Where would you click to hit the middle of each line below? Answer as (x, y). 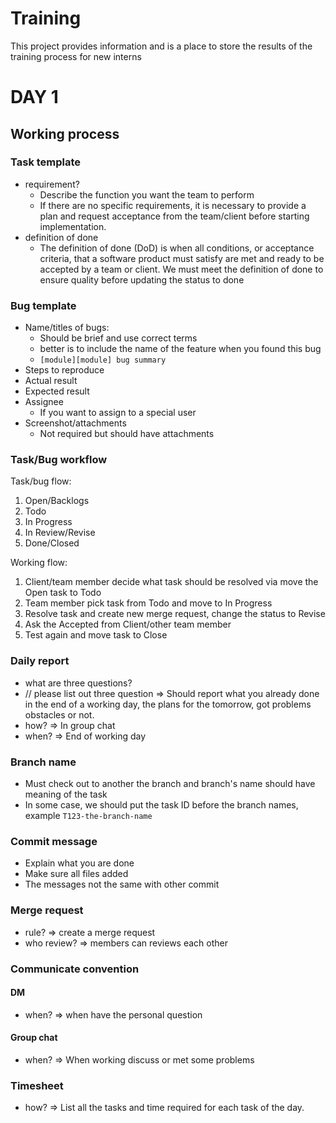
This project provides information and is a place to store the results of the (161, 46)
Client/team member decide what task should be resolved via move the (171, 582)
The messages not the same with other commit (122, 884)
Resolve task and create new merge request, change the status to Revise (175, 614)
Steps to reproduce (64, 370)
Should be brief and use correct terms (118, 338)
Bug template (43, 305)
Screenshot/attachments (75, 423)
